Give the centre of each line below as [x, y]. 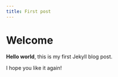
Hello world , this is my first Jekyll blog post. [59, 57]
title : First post [28, 11]
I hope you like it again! [34, 68]
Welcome [30, 40]
